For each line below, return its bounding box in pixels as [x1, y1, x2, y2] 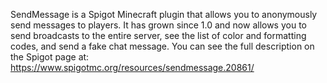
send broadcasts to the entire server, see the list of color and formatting [10, 30, 307, 41]
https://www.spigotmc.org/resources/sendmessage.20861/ [10, 62, 255, 73]
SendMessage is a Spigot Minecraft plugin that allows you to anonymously [10, 9, 318, 20]
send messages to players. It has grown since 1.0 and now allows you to [10, 19, 307, 31]
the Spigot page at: [10, 51, 90, 63]
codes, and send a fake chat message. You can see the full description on [10, 40, 315, 52]
